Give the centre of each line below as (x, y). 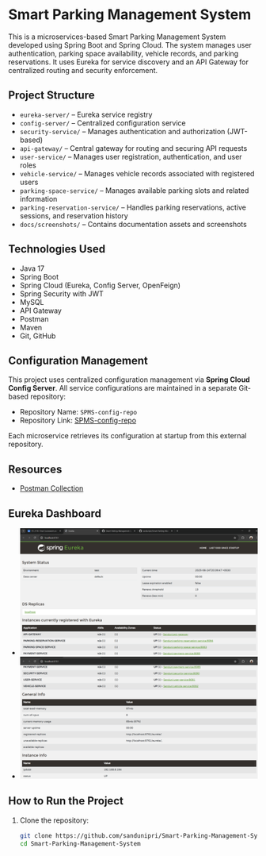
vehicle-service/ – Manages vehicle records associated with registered (137, 173)
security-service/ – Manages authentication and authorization (122, 131)
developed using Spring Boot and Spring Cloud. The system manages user (130, 44)
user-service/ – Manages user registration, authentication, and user (131, 156)
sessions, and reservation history (74, 215)
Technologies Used (57, 249)
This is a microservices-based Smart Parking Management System (117, 37)
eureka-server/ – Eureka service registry (86, 114)
